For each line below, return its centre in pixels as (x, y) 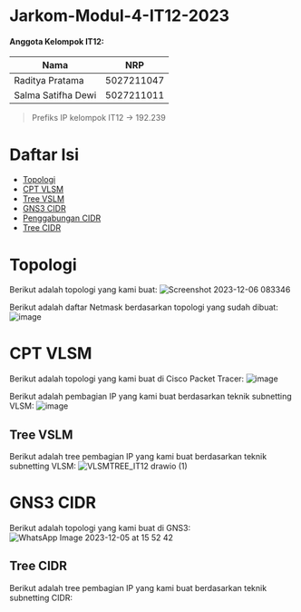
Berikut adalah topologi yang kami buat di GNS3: (100, 528)
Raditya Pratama (49, 81)
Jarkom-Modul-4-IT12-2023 (119, 16)
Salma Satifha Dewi (55, 95)
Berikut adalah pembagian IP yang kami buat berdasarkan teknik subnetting (150, 397)
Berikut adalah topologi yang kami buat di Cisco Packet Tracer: (127, 379)
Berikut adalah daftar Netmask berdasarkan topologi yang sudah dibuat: (144, 307)
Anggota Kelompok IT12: (57, 41)
